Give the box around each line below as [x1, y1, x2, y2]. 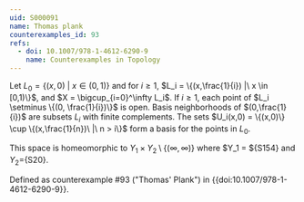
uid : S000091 [9, 13, 59, 23]
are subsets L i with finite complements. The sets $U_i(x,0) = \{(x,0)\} [28, 111, 285, 124]
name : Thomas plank [9, 22, 84, 31]
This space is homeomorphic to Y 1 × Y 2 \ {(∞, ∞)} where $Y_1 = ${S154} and [9, 142, 296, 156]
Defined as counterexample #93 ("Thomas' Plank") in [9, 174, 210, 185]
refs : [9, 38, 30, 48]
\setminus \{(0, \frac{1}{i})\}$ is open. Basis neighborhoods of [9, 101, 242, 112]
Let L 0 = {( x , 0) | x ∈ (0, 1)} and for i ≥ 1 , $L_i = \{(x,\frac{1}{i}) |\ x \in [9, 81, 269, 93]
